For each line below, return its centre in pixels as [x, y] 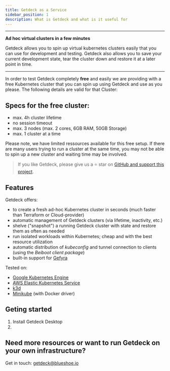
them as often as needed [38, 231]
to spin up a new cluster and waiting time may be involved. [66, 154]
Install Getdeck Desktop [37, 321]
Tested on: [16, 268]
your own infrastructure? [46, 351]
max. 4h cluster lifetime [37, 118]
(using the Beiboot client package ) [49, 252]
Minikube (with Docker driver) [44, 293]
